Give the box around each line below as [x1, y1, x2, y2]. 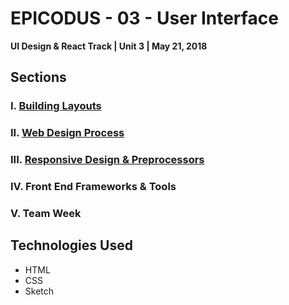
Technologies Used [10, 237, 133, 254]
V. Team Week [10, 206, 82, 220]
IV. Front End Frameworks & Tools [10, 180, 177, 194]
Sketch [24, 285, 55, 297]
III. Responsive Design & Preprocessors [10, 153, 205, 167]
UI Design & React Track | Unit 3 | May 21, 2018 [10, 40, 208, 52]
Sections [10, 69, 67, 86]
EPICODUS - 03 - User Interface [10, 7, 279, 30]
